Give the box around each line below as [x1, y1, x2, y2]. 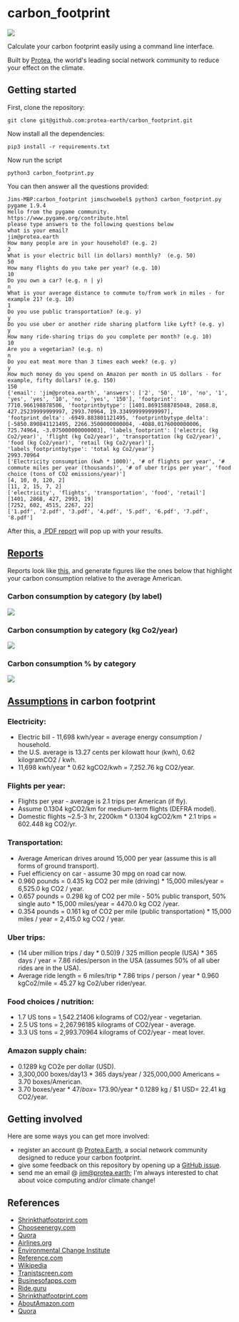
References [7, 1196, 60, 1209]
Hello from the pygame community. [7, 208, 111, 215]
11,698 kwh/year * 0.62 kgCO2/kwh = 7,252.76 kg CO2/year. [17, 763, 195, 772]
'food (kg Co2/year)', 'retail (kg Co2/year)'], [7, 439, 155, 447]
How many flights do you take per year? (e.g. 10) [7, 264, 161, 272]
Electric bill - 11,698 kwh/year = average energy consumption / [17, 733, 202, 741]
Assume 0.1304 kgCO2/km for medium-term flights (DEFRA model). [17, 805, 216, 813]
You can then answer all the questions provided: [7, 182, 149, 190]
